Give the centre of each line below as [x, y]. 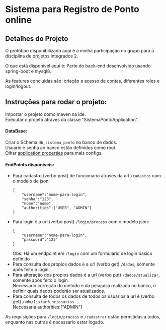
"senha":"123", [38, 199]
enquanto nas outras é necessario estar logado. [55, 322]
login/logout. [18, 86]
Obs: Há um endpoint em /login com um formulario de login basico [82, 253]
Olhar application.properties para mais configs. [54, 153]
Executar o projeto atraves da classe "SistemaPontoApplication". [72, 119]
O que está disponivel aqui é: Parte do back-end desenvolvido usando [78, 66]
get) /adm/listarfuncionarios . [44, 302]
